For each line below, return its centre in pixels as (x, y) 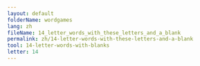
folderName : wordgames (40, 20)
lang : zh (20, 26)
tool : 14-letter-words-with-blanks (58, 45)
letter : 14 (23, 52)
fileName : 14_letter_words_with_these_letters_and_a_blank (94, 33)
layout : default (30, 13)
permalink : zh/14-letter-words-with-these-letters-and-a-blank (100, 39)
